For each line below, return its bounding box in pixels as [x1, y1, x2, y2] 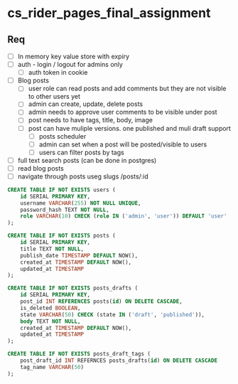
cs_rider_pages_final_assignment [7, 5, 211, 21]
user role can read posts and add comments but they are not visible [28, 84, 227, 93]
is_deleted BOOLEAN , [20, 304, 81, 311]
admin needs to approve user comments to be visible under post [28, 108, 218, 117]
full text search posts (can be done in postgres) [17, 156, 157, 164]
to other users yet [28, 92, 80, 101]
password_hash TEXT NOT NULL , [20, 206, 110, 213]
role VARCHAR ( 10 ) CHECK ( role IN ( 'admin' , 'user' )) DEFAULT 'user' [20, 213, 227, 220]
